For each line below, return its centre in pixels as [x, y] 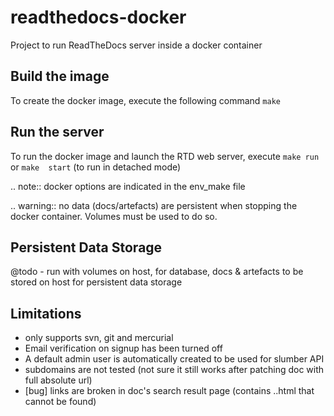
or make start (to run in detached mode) [96, 167]
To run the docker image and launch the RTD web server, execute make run [165, 156]
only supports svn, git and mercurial [99, 338]
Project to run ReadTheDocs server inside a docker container [136, 45]
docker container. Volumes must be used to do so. [114, 216]
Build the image [60, 76]
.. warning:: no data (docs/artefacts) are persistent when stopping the [154, 205]
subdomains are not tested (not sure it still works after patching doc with [174, 370]
